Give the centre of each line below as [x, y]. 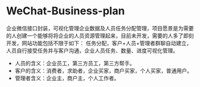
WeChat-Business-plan [65, 11]
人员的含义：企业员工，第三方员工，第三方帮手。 [75, 63]
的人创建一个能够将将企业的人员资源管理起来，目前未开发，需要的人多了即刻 [100, 35]
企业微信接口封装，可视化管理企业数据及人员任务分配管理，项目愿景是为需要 [100, 28]
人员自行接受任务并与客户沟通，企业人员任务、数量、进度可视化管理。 [92, 50]
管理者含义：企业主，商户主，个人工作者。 [67, 78]
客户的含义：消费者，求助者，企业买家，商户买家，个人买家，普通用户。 [103, 70]
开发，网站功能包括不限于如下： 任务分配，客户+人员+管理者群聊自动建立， [99, 43]
